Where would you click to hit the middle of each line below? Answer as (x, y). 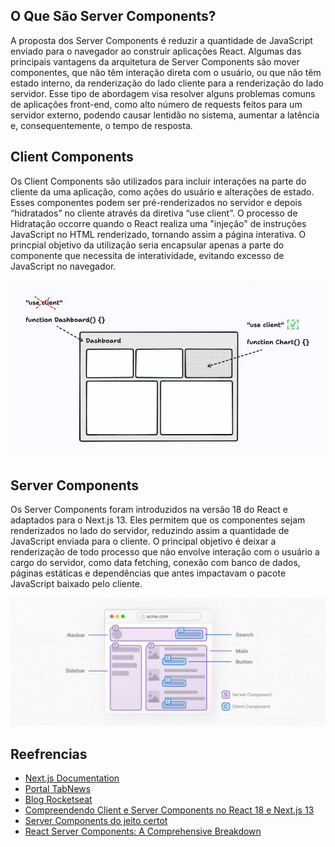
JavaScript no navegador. (63, 266)
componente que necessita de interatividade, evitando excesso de (147, 255)
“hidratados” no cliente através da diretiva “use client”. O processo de (154, 213)
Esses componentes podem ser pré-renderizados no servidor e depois (156, 202)
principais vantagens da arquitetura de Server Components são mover (155, 61)
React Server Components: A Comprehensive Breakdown (143, 831)
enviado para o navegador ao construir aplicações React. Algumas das (156, 51)
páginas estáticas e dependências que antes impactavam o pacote (148, 573)
